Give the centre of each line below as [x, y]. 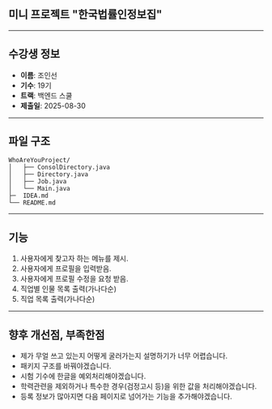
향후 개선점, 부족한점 [57, 335]
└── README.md [32, 203]
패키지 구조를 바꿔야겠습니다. [66, 366]
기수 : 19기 [36, 85]
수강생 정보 [34, 54]
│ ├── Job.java [38, 182]
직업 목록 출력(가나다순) [57, 299]
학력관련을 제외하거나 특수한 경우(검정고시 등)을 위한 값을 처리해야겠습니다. [138, 386]
